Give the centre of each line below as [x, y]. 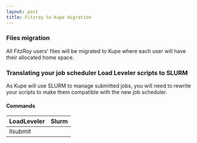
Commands [21, 105]
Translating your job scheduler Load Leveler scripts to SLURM [97, 73]
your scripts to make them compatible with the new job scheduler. [87, 92]
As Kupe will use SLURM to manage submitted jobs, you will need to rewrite [99, 86]
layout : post [22, 12]
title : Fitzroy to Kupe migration [49, 17]
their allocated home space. [40, 57]
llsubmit [20, 132]
